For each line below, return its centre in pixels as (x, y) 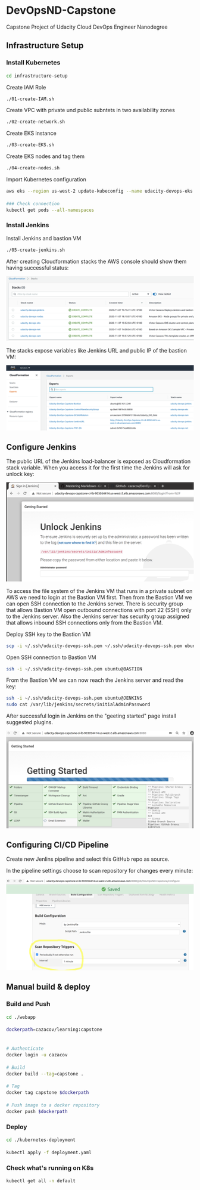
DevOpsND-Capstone (61, 10)
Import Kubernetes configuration (46, 179)
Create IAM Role (26, 87)
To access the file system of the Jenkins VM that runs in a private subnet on (99, 591)
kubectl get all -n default (41, 1181)
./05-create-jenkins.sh (36, 250)
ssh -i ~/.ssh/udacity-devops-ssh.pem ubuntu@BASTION (74, 669)
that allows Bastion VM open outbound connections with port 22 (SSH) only (99, 610)
